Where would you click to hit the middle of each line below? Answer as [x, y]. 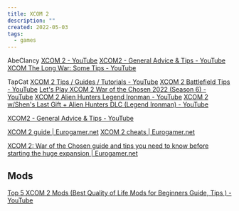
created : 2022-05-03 [38, 27]
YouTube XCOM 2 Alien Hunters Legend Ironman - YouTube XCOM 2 [108, 97]
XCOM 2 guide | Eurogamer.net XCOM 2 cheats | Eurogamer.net [101, 132]
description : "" [31, 21]
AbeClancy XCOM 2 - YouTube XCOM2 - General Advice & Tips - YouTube [117, 60]
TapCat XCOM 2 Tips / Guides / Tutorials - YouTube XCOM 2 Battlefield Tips [119, 82]
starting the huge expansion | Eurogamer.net [73, 153]
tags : [15, 34]
